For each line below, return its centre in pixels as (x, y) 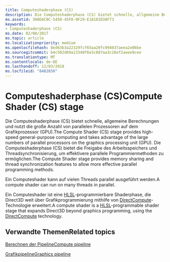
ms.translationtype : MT (30, 57)
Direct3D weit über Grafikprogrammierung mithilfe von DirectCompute (78, 200)
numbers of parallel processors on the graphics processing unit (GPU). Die (83, 142)
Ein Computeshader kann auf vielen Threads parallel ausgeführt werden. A (82, 179)
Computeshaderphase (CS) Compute (84, 96)
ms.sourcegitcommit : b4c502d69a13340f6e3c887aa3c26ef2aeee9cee (73, 52)
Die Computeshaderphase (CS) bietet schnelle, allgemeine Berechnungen (82, 121)
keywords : (16, 24)
